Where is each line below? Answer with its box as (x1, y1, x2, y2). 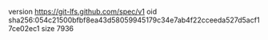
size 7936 (41, 24, 74, 33)
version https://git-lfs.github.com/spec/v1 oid (8, 7, 158, 16)
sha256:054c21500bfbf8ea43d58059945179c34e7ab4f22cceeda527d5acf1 (8, 15, 260, 25)
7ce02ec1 (8, 24, 40, 33)
